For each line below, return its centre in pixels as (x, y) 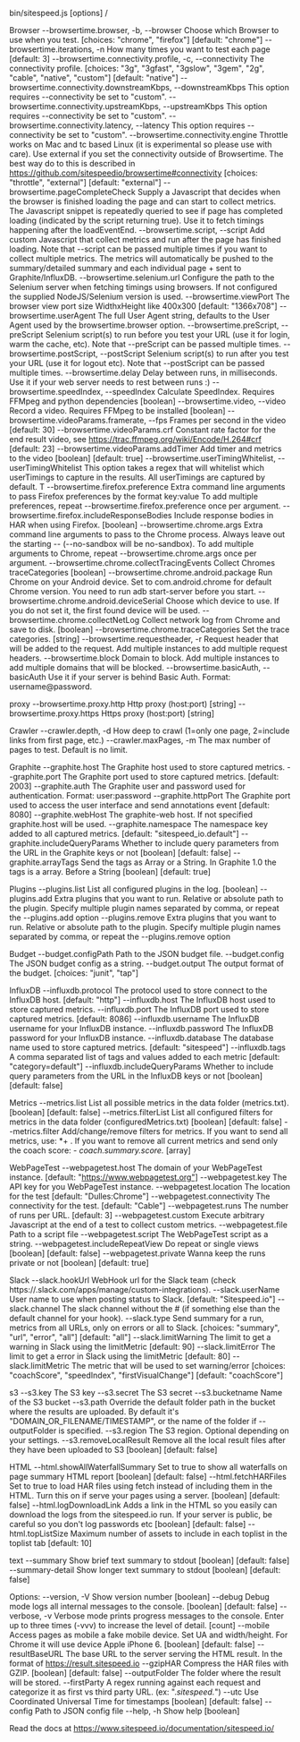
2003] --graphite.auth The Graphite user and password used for (128, 786)
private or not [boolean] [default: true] (79, 1263)
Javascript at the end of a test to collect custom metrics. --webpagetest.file (149, 1225)
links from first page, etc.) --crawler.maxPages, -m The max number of (140, 740)
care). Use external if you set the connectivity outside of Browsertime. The (146, 154)
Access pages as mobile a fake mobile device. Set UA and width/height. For (149, 1635)
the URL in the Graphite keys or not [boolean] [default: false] (121, 853)
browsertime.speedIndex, (56, 392)
